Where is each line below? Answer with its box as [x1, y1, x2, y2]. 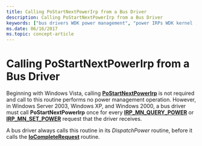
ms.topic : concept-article [6, 31, 74, 37]
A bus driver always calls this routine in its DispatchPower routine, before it [6, 127, 193, 134]
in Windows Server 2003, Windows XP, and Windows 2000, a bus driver [6, 103, 186, 110]
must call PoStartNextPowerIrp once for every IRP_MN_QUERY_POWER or [6, 109, 194, 116]
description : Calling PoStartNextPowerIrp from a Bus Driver [6, 14, 163, 20]
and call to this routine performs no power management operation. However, [6, 96, 197, 103]
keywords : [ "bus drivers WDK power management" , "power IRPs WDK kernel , [6, 20, 198, 26]
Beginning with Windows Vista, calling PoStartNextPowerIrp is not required [6, 90, 195, 97]
